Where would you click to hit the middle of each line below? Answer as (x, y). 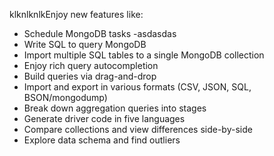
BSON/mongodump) (65, 97)
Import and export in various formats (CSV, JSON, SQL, (137, 87)
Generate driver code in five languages (104, 118)
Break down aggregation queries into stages (115, 108)
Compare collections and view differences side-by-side (138, 129)
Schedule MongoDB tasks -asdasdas (100, 33)
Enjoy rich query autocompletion (91, 65)
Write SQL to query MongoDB (85, 44)
